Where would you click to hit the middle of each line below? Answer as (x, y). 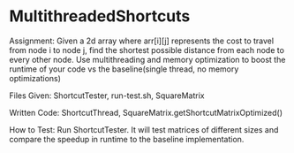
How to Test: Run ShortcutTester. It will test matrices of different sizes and (144, 129)
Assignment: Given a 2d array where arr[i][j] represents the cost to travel (142, 41)
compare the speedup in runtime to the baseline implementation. (127, 139)
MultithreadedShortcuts (100, 16)
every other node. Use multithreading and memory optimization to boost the (147, 59)
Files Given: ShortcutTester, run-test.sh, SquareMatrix (107, 96)
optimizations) (35, 78)
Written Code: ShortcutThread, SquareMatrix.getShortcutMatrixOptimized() (146, 112)
